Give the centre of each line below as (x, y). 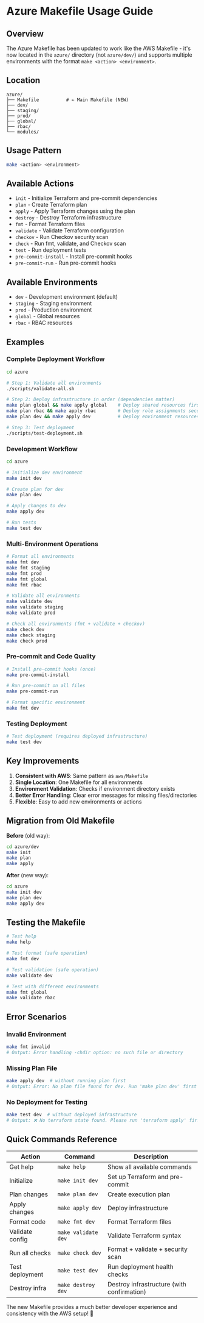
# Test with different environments (53, 986)
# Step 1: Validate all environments (54, 383)
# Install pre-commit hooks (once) (51, 669)
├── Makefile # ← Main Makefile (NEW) (68, 100)
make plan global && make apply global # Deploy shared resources (96, 405)
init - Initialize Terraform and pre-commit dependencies (86, 198)
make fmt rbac (24, 585)
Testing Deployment (37, 724)
